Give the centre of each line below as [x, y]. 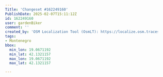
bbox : [10, 45]
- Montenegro [18, 41]
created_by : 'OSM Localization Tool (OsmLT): [52, 32]
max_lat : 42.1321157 [30, 63]
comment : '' [17, 27]
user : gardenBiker [24, 23]
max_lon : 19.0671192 [30, 59]
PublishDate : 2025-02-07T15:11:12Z [41, 14]
